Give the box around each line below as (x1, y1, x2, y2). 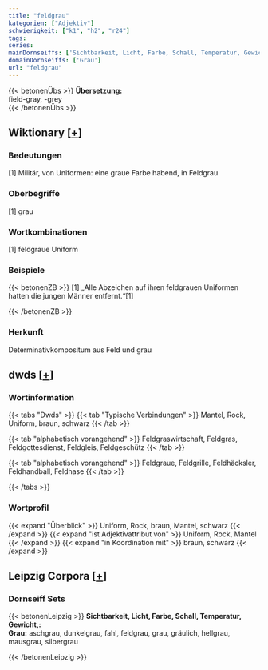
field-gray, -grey (8, 94, 62, 104)
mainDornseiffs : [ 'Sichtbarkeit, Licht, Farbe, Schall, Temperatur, (8, 49, 241, 57)
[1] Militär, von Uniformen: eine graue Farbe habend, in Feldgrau (8, 168, 219, 178)
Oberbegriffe (8, 188, 60, 199)
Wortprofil (8, 502, 49, 513)
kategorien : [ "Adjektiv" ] (8, 19, 94, 27)
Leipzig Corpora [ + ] (8, 569, 108, 583)
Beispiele (8, 264, 45, 275)
